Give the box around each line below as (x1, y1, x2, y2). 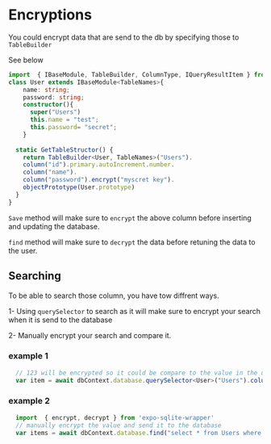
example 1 (8, 350, 48, 362)
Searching (8, 269, 62, 283)
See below (8, 55, 44, 65)
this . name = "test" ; (29, 115, 99, 124)
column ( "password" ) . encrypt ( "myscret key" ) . (23, 176, 175, 184)
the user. (8, 245, 38, 255)
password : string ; (23, 93, 85, 102)
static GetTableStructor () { (15, 145, 114, 154)
